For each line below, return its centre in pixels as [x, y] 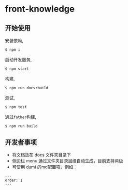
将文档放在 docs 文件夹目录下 [42, 155]
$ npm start [17, 69]
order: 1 [14, 180]
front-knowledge [40, 9]
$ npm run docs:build [27, 88]
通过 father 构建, [21, 117]
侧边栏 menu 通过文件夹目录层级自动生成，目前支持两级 [67, 161]
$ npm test [16, 107]
